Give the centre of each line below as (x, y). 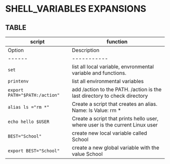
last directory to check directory (110, 96)
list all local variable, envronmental (113, 67)
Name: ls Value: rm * (96, 110)
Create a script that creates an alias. (115, 104)
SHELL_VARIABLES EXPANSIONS (76, 9)
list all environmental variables (108, 81)
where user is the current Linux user (115, 125)
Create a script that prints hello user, (115, 118)
